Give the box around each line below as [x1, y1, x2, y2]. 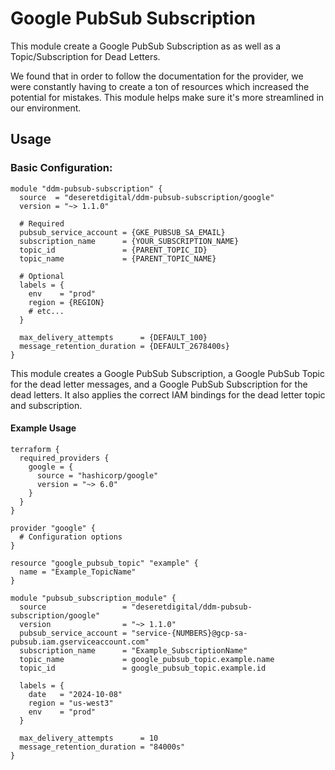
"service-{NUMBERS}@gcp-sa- [131, 628, 248, 638]
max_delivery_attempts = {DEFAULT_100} [19, 332, 208, 342]
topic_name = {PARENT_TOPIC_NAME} [19, 253, 217, 264]
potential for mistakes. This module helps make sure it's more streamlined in [10, 91, 325, 103]
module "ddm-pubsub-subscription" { [10, 183, 163, 194]
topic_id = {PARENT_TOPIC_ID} [19, 245, 208, 255]
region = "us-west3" [28, 698, 114, 708]
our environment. [10, 102, 82, 114]
